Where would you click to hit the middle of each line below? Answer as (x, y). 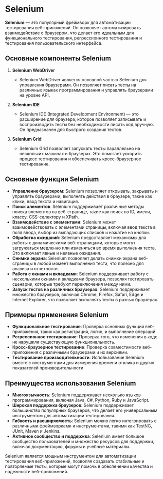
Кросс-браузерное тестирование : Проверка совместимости (77, 347)
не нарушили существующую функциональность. (64, 342)
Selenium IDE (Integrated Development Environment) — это (79, 114)
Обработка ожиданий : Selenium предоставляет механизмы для (79, 238)
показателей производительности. (48, 368)
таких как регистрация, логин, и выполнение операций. (99, 332)
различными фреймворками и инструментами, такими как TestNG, (82, 426)
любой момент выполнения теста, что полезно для (91, 263)
